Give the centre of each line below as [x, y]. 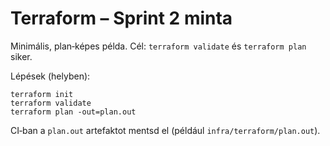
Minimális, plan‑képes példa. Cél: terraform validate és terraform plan [158, 46]
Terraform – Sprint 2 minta [121, 18]
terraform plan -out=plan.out [73, 112]
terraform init [42, 94]
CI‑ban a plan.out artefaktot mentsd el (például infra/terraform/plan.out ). [165, 130]
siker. [21, 56]
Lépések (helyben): [50, 76]
